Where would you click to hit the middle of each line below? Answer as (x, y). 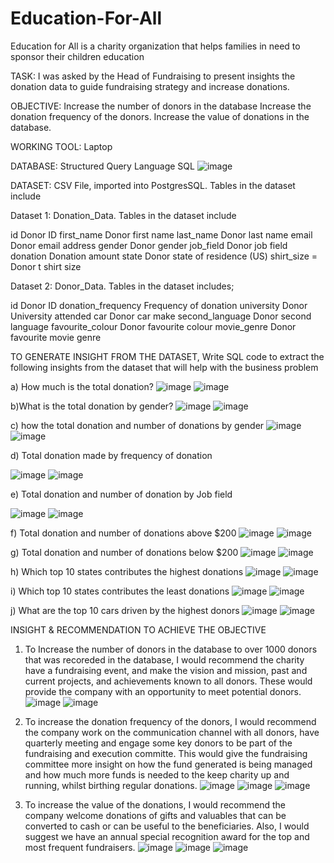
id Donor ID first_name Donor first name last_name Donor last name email (161, 234)
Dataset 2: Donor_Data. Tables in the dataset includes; (122, 286)
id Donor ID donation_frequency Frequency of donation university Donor (159, 305)
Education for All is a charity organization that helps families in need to (155, 46)
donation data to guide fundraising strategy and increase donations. (150, 86)
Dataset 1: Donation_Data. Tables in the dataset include (123, 215)
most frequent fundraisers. (80, 847)
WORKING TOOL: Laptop (61, 146)
